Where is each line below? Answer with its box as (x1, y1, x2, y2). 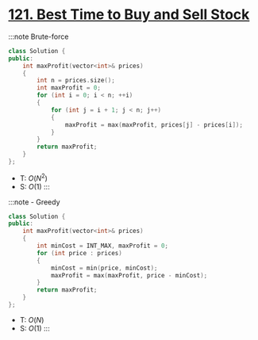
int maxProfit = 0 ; (37, 84, 102, 92)
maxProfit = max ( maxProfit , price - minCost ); (50, 271, 208, 279)
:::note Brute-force (8, 32, 69, 41)
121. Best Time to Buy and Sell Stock (8, 6, 250, 24)
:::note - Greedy (8, 197, 61, 207)
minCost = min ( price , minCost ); (50, 264, 158, 272)
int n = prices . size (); (37, 77, 115, 85)
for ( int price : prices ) (37, 249, 123, 257)
